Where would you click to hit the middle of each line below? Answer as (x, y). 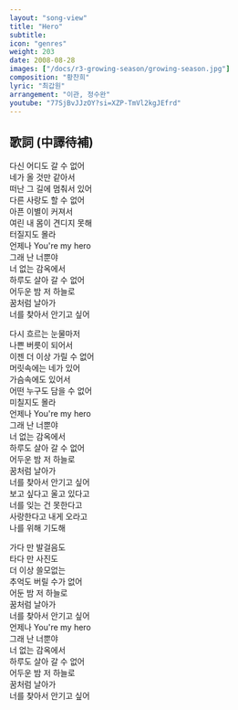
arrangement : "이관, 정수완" (60, 94)
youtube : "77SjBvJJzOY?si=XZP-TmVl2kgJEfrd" (95, 103)
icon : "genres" (38, 43)
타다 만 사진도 (34, 559)
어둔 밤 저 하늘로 (39, 593)
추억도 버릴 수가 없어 (46, 582)
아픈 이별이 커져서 (41, 212)
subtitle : (28, 35)
